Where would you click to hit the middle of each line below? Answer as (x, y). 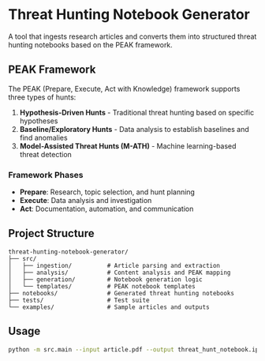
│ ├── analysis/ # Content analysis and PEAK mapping (119, 273)
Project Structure (51, 233)
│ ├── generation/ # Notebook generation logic (105, 279)
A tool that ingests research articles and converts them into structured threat (132, 36)
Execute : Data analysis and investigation (86, 201)
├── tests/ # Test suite (79, 300)
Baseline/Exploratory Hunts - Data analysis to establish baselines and (134, 129)
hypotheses (39, 121)
